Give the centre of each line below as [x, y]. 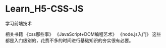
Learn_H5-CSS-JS [44, 9]
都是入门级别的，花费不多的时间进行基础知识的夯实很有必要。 [69, 40]
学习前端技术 [18, 23]
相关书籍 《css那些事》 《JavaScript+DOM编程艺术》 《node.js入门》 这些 [83, 34]
